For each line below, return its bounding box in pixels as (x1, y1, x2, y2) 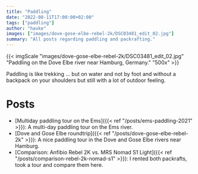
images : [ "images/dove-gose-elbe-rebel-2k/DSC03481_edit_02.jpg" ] (6, 31, 174, 37)
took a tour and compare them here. (14, 161, 103, 168)
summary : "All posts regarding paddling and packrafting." (6, 36, 156, 42)
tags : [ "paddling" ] (6, 20, 55, 26)
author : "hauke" (6, 25, 46, 31)
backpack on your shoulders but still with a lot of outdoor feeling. (6, 77, 166, 84)
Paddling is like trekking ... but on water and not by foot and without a (6, 71, 177, 77)
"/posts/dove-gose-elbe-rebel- (112, 129, 188, 137)
